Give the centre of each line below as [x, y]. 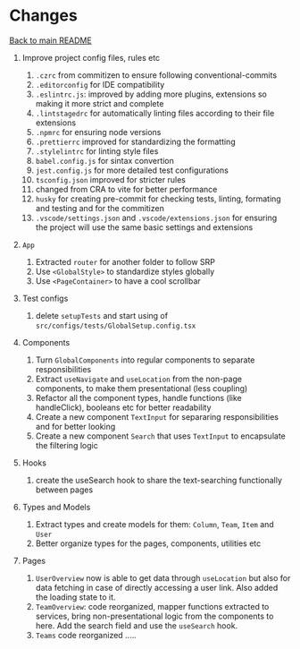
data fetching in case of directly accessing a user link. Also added [157, 587]
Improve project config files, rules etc [91, 57]
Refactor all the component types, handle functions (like [139, 397]
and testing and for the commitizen [100, 208]
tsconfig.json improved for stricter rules [110, 179]
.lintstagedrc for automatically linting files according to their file [155, 113]
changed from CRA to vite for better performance [126, 189]
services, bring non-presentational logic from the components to [154, 616]
